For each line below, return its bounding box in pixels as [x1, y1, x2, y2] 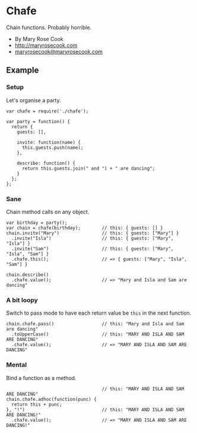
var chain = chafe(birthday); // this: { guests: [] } [6, 225, 163, 231]
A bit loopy [6, 296, 39, 304]
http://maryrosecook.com [14, 42, 78, 49]
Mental [6, 361, 27, 369]
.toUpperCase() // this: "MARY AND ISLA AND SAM [11, 331, 185, 337]
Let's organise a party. [6, 96, 61, 103]
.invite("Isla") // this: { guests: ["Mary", [11, 235, 174, 241]
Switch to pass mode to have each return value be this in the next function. [6, 309, 192, 316]
